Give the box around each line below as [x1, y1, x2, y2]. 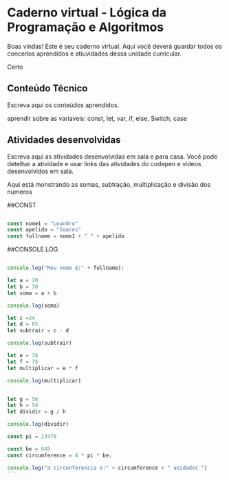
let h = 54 [7, 402, 39, 409]
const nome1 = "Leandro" [7, 220, 78, 227]
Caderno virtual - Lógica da [7, 5, 167, 21]
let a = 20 [7, 277, 39, 284]
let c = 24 [7, 315, 36, 321]
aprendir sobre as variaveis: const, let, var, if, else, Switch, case [7, 114, 188, 122]
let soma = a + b [7, 290, 57, 297]
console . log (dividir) [7, 421, 69, 428]
